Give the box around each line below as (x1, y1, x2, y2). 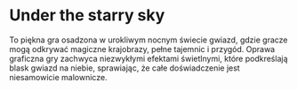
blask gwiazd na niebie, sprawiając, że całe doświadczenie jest (9, 63, 240, 73)
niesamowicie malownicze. (9, 71, 108, 82)
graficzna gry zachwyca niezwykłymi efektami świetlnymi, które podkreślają (9, 53, 288, 64)
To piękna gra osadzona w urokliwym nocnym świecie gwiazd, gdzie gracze (9, 34, 288, 45)
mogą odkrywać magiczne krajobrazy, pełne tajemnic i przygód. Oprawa (9, 43, 276, 54)
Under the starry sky (9, 5, 165, 26)
